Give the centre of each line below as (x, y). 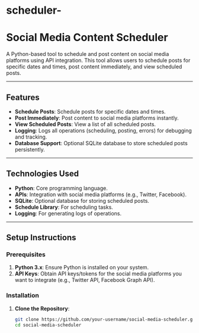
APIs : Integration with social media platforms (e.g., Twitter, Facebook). (100, 194)
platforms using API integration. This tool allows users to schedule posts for (98, 61)
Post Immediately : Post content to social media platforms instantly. (97, 118)
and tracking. (31, 137)
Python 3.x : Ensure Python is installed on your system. (82, 268)
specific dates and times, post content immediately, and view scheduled (94, 67)
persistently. (30, 149)
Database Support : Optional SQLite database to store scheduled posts (101, 143)
